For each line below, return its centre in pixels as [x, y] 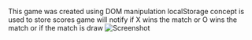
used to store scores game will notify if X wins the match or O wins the [123, 20]
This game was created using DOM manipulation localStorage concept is [126, 11]
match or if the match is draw [56, 28]
